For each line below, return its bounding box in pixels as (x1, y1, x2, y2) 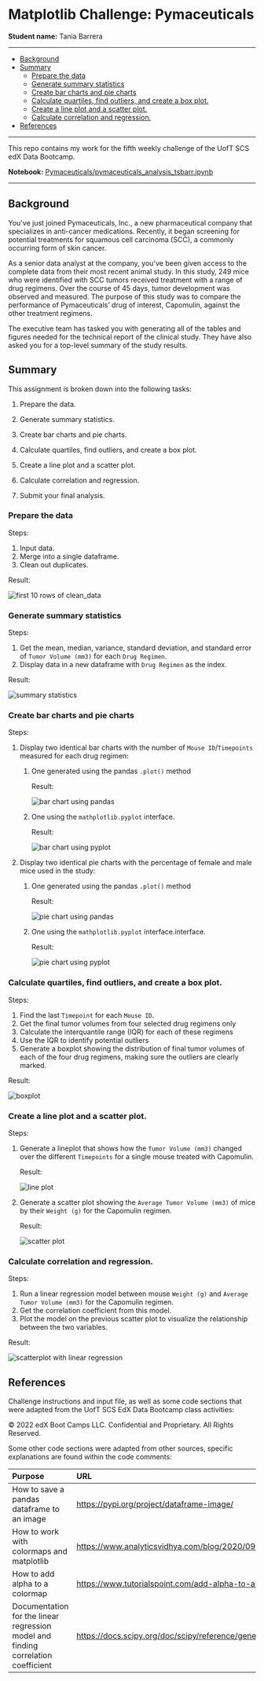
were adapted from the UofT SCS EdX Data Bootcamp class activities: (8, 1405, 235, 1415)
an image (12, 1514, 46, 1525)
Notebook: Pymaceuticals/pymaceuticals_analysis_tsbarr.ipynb (8, 167, 214, 176)
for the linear (12, 1611, 60, 1622)
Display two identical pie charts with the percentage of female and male (19, 858, 252, 868)
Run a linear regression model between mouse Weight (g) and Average (19, 1289, 248, 1298)
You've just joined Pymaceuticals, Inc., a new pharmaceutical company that (8, 218, 253, 227)
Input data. (19, 543, 55, 552)
